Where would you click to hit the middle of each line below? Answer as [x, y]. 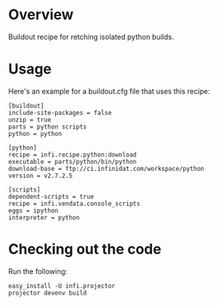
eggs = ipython [33, 210]
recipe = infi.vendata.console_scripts [74, 204]
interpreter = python [44, 217]
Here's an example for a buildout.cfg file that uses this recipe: [109, 91]
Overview [41, 15]
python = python [35, 133]
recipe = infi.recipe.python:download [72, 154]
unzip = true [30, 120]
